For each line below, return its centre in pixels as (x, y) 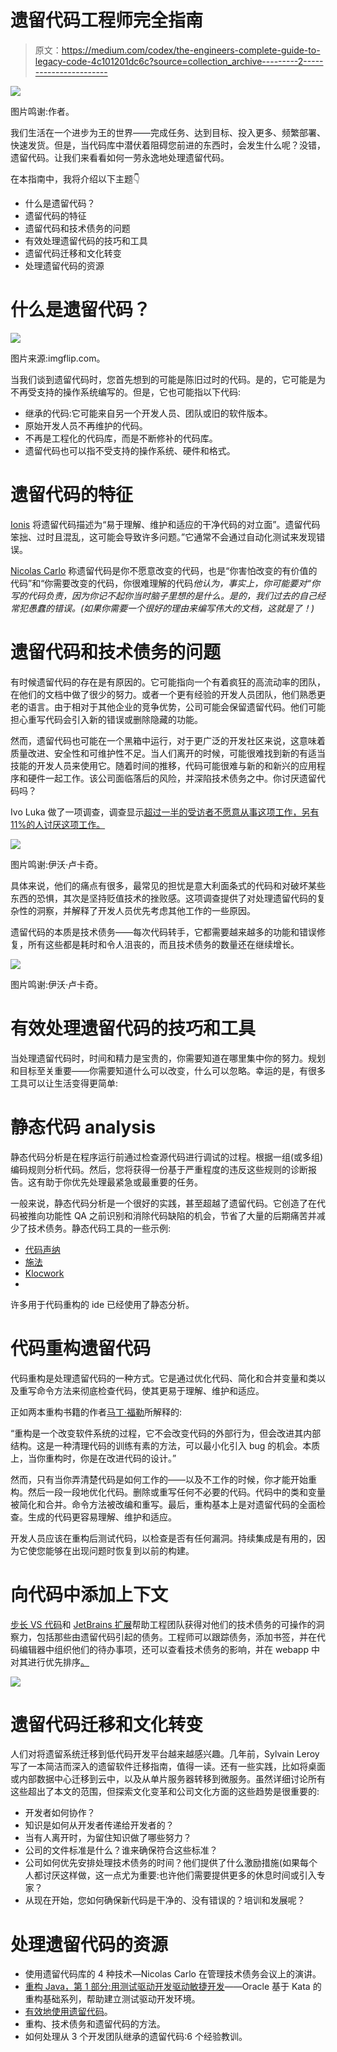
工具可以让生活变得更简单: (64, 1083)
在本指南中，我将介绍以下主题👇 (75, 178)
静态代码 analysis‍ (83, 1127)
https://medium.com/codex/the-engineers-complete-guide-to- (191, 50)
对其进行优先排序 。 (50, 1662)
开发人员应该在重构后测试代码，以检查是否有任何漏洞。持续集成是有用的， (163, 1538)
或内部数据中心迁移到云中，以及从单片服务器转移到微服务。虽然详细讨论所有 (168, 1779)
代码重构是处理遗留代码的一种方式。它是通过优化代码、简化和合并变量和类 (163, 1378)
